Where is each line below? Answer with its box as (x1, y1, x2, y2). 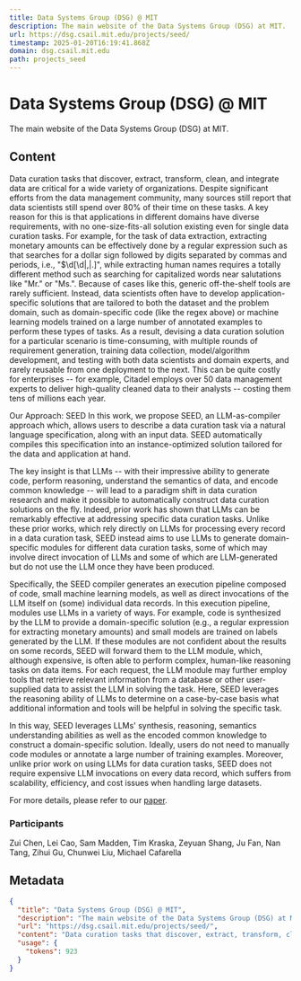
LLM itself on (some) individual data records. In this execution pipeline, (9, 597, 271, 608)
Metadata (9, 873, 64, 888)
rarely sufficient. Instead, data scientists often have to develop (9, 287, 239, 298)
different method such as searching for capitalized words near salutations (9, 269, 282, 279)
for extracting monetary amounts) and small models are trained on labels (9, 626, 278, 637)
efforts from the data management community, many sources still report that (9, 192, 292, 203)
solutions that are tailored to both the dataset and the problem (40, 297, 270, 308)
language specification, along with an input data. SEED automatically (9, 429, 262, 440)
